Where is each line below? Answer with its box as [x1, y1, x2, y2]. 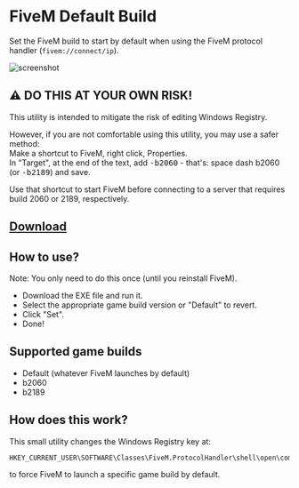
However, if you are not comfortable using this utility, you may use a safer [9, 129, 279, 140]
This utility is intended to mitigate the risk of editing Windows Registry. [9, 111, 268, 122]
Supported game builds [9, 344, 142, 359]
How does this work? [9, 412, 128, 428]
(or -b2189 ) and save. [9, 166, 91, 177]
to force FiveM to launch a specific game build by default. [9, 468, 221, 479]
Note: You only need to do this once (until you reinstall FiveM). [9, 273, 238, 284]
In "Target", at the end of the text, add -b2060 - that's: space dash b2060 [9, 157, 280, 168]
